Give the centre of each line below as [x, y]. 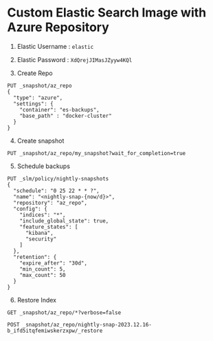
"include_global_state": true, [64, 221]
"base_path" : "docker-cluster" [66, 116]
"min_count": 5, [43, 269]
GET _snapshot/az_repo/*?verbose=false [64, 312]
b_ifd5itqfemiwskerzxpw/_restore [55, 331]
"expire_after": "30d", [54, 263]
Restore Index [37, 300]
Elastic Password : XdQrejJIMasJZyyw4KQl [75, 59]
